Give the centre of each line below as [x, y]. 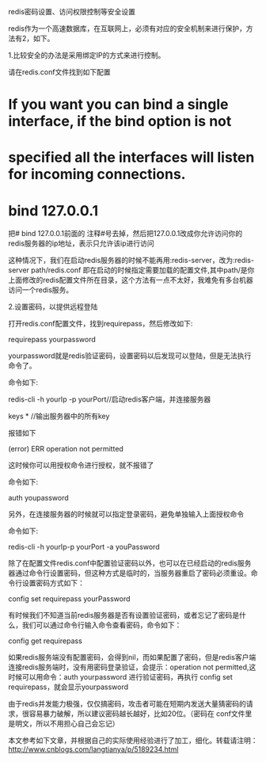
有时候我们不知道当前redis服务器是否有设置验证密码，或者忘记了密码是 [124, 615]
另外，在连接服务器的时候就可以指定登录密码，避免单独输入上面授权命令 [126, 514]
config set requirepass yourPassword [69, 599]
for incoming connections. [97, 175]
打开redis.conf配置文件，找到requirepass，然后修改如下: [101, 324]
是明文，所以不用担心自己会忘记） [64, 724]
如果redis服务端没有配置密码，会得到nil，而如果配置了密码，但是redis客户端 [132, 657]
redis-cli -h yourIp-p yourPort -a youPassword [84, 547]
